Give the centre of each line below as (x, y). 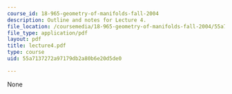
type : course (26, 53)
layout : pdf (24, 39)
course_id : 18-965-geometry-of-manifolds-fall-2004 (83, 13)
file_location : (29, 26)
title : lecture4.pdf (37, 46)
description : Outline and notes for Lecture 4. (77, 20)
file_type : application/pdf (48, 33)
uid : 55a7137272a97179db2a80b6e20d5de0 (65, 59)
